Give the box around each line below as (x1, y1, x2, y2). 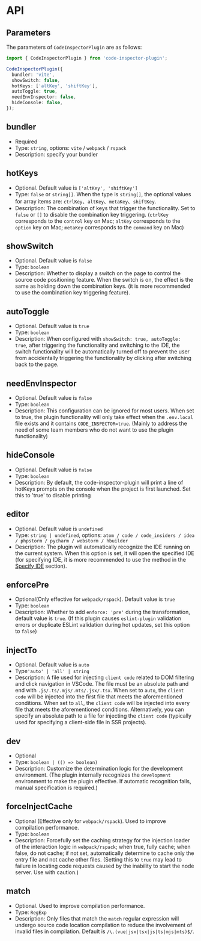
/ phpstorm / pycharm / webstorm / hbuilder (14, 538, 128, 544)
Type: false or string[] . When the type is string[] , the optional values (14, 190, 191, 197)
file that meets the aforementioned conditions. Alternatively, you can (14, 706, 184, 713)
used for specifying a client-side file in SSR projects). (14, 719, 147, 726)
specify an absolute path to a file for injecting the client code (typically (14, 712, 192, 719)
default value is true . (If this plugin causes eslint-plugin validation (14, 615, 182, 622)
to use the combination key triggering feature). (14, 289, 130, 296)
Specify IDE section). (14, 562, 67, 570)
